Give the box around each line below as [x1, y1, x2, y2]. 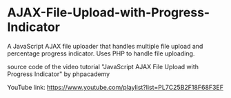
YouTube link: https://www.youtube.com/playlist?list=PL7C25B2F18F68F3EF [7, 83, 224, 91]
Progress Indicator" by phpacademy [7, 70, 110, 78]
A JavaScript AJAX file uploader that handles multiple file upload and [7, 42, 203, 50]
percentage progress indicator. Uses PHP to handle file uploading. [7, 49, 195, 58]
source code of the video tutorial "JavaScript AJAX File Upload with [7, 62, 199, 71]
